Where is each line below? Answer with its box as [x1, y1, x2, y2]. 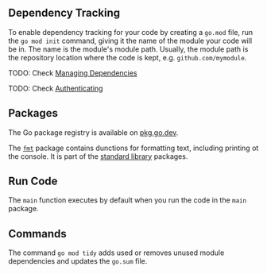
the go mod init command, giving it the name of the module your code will [8, 36, 253, 45]
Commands [8, 226, 68, 241]
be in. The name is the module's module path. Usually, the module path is [8, 44, 249, 54]
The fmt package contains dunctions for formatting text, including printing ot [8, 143, 259, 152]
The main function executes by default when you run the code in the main [8, 195, 247, 205]
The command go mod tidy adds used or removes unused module [8, 248, 225, 257]
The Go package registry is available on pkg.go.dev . [8, 127, 179, 137]
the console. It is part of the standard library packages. [8, 151, 188, 161]
